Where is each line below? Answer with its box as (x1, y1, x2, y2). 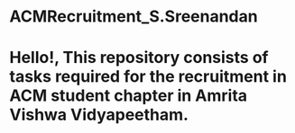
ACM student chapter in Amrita (9, 85, 248, 106)
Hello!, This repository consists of (9, 48, 269, 68)
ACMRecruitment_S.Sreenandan (9, 6, 259, 27)
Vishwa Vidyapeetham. (9, 105, 189, 125)
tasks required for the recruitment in (9, 66, 287, 87)
